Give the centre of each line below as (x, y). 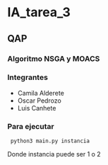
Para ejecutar (31, 126)
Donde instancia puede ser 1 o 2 (54, 154)
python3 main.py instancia (50, 141)
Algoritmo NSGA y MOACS (54, 59)
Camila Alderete (41, 93)
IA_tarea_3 (39, 12)
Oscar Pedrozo (39, 101)
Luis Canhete (37, 108)
